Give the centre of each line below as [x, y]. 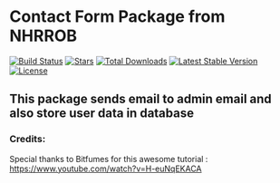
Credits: [28, 140]
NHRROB [43, 36]
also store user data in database [102, 114]
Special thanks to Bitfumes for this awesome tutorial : [109, 159]
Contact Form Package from [117, 17]
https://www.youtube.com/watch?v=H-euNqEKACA [106, 169]
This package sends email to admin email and [140, 99]
